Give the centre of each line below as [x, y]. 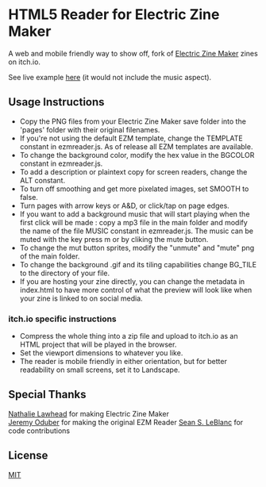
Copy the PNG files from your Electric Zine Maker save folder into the [133, 121]
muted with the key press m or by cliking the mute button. [114, 239]
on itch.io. [25, 62]
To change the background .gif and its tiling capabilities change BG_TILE [138, 264]
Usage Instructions [56, 102]
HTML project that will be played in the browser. [98, 345]
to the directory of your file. [64, 273]
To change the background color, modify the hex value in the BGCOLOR [137, 155]
